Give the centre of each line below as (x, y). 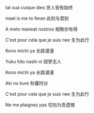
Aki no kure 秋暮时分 (27, 83)
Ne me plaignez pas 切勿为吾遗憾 (40, 105)
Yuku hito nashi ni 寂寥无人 (34, 62)
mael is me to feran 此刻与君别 (37, 18)
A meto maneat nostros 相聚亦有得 (41, 29)
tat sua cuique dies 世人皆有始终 (39, 7)
